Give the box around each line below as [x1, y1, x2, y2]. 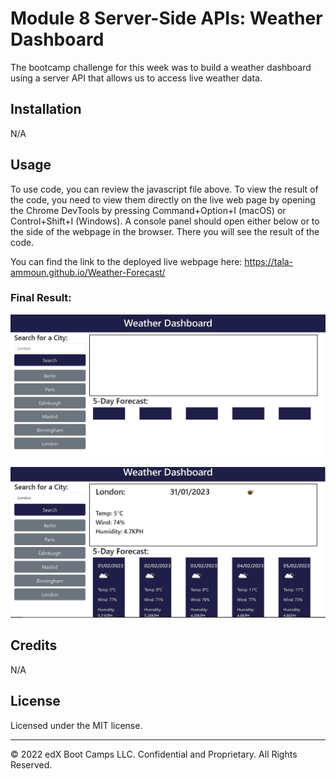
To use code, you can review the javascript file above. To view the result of [10, 183, 319, 195]
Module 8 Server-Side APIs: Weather [10, 7, 323, 30]
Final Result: [10, 291, 72, 305]
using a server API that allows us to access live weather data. [10, 72, 263, 84]
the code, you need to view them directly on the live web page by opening [10, 193, 316, 206]
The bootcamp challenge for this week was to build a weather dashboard [10, 61, 312, 73]
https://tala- [244, 255, 294, 267]
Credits [10, 637, 58, 654]
